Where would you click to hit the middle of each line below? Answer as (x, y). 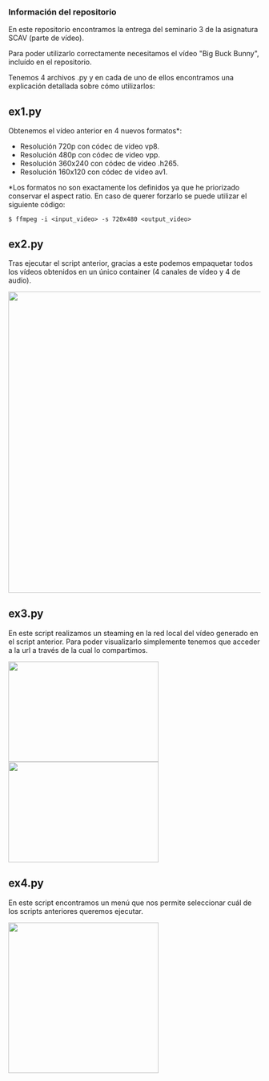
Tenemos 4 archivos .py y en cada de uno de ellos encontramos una (121, 78)
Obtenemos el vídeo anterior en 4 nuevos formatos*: (95, 131)
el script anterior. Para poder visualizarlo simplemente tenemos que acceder (134, 642)
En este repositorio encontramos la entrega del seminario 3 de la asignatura (133, 30)
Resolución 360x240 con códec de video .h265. (99, 164)
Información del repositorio (62, 12)
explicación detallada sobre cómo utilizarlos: (82, 86)
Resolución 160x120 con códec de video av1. (94, 172)
